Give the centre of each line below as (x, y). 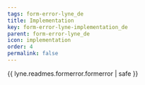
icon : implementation (39, 40)
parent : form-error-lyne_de (49, 34)
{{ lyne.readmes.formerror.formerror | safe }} (73, 73)
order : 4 (20, 47)
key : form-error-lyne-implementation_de (68, 27)
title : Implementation (41, 21)
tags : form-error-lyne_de (45, 14)
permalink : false (33, 54)
